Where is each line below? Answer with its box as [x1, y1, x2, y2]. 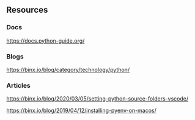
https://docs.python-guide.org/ [6, 37, 85, 44]
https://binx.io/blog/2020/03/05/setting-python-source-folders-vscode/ [6, 95, 188, 102]
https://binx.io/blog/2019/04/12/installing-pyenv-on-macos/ [6, 107, 157, 115]
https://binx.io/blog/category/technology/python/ [6, 66, 130, 73]
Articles [6, 81, 31, 90]
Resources [6, 5, 48, 15]
